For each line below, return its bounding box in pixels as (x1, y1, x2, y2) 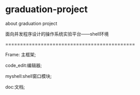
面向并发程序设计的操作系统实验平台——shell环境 (5, 30, 109, 37)
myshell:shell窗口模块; (5, 73, 52, 79)
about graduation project (5, 20, 58, 26)
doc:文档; (5, 84, 25, 90)
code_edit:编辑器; (5, 62, 42, 68)
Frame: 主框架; (5, 51, 36, 57)
